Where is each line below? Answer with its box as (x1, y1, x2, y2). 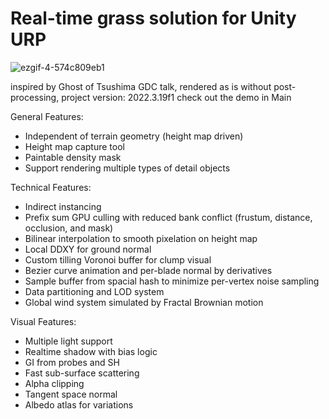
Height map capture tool (24, 140, 125, 152)
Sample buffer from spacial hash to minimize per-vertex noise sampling (24, 275, 320, 287)
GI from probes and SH (24, 356, 120, 368)
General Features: (10, 110, 84, 122)
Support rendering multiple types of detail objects (24, 162, 231, 174)
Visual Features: (10, 315, 77, 327)
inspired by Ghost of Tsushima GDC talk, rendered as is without (10, 80, 272, 92)
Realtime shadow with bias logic (24, 345, 158, 357)
